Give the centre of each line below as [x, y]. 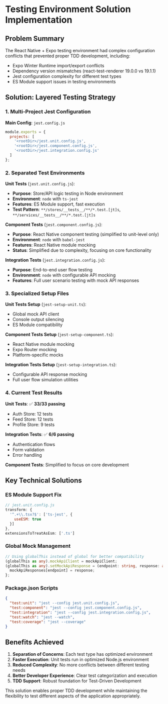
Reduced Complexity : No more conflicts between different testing [81, 665]
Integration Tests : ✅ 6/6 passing [40, 434]
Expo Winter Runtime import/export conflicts [58, 66]
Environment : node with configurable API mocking [64, 275]
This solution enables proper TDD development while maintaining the [76, 691]
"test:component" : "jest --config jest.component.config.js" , [76, 608]
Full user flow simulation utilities [45, 380]
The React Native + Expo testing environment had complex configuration [80, 51]
